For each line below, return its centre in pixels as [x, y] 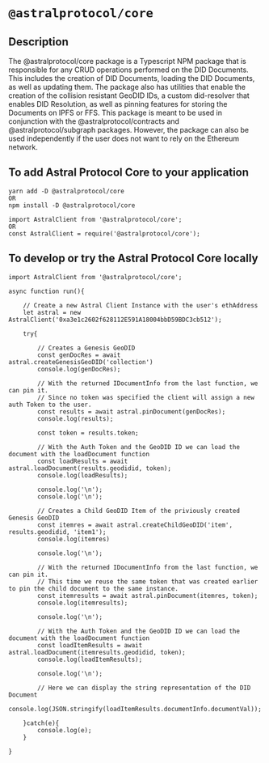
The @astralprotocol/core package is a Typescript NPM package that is [127, 61]
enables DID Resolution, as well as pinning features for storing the [118, 104]
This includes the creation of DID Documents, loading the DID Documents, [132, 78]
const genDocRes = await [79, 355]
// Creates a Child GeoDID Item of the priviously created [139, 511]
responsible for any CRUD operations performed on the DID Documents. [128, 70]
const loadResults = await [83, 461]
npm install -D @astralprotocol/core [72, 205]
